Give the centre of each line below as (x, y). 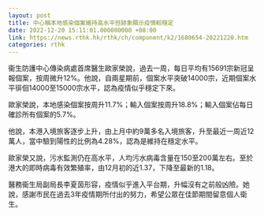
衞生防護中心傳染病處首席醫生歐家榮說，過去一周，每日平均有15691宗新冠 (128, 69)
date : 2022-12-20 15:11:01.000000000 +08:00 (82, 30)
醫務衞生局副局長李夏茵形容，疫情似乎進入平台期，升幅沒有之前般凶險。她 (129, 184)
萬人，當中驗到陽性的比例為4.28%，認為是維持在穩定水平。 (105, 141)
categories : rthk (37, 45)
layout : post (30, 15)
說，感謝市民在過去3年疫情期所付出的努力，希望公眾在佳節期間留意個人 (124, 195)
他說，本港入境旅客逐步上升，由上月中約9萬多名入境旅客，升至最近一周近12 (131, 132)
